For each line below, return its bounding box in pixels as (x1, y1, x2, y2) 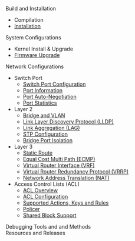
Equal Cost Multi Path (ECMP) (22, 156, 96, 162)
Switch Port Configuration (22, 81, 86, 88)
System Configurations (5, 34, 61, 41)
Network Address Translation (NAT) (22, 175, 110, 181)
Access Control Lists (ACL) (14, 180, 80, 188)
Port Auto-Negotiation (22, 93, 77, 100)
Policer (22, 206, 41, 212)
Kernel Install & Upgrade (14, 45, 74, 52)
